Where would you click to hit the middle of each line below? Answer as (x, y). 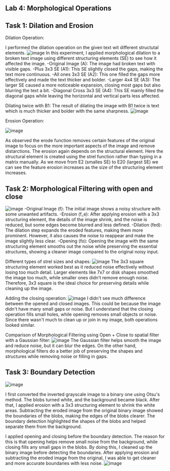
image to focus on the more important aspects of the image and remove (80, 146)
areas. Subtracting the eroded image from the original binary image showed (84, 410)
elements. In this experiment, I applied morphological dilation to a (83, 53)
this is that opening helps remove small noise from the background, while (81, 442)
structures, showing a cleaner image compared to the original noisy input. (82, 252)
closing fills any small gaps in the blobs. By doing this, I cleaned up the (79, 447)
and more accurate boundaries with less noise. (54, 463)
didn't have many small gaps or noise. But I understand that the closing (79, 309)
